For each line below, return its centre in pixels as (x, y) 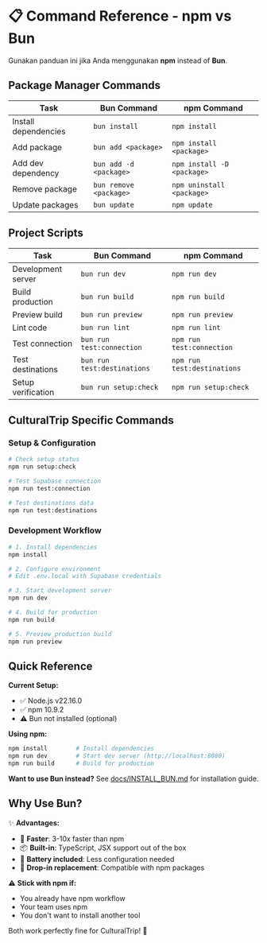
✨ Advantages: (34, 823)
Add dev (28, 163)
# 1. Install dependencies (53, 547)
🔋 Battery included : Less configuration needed (97, 859)
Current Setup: (33, 685)
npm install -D (201, 164)
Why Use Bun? (45, 803)
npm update (192, 205)
